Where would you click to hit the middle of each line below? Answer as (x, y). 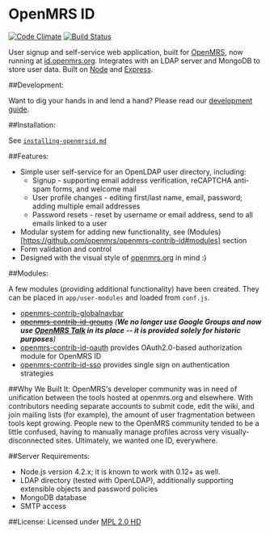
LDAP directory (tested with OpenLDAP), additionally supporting (127, 480)
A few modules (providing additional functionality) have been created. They (134, 288)
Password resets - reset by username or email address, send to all (142, 214)
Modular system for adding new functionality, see (103, 232)
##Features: (29, 156)
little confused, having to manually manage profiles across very (114, 431)
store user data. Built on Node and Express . (81, 69)
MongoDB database (53, 497)
